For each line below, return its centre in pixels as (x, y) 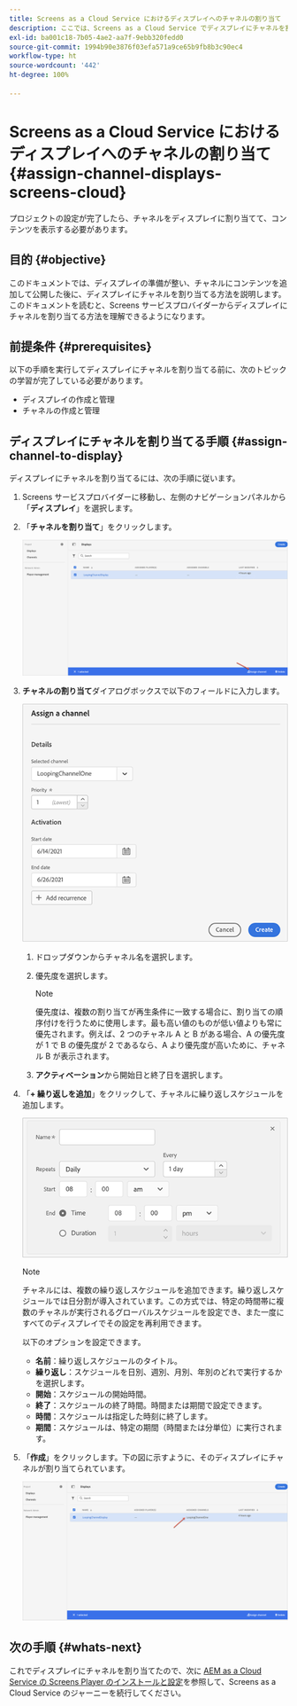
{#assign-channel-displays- (116, 173)
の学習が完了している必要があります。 (79, 380)
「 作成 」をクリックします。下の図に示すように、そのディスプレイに (145, 1458)
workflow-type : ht (43, 56)
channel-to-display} (66, 455)
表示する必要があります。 (86, 229)
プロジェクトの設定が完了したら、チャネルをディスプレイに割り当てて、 (141, 218)
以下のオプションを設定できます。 (84, 1342)
